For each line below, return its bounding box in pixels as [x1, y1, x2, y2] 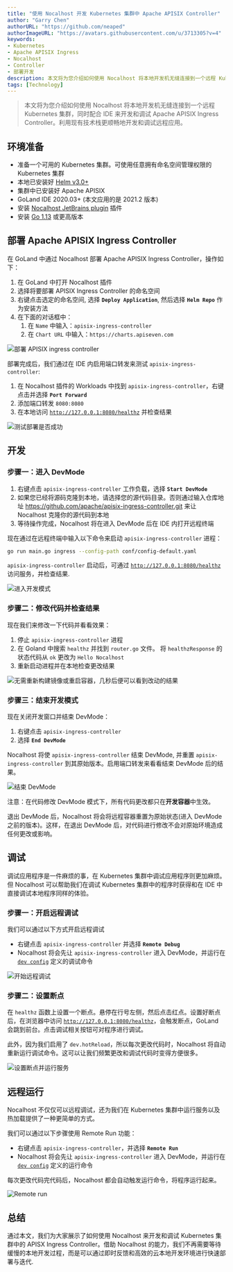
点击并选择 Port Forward [17, 390, 87, 399]
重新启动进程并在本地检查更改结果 [17, 661, 115, 670]
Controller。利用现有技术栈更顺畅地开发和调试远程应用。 [24, 119, 187, 127]
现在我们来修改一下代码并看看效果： [7, 621, 111, 629]
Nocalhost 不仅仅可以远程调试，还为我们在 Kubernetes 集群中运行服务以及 [7, 1105, 221, 1114]
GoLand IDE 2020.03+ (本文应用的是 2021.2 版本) [17, 195, 159, 203]
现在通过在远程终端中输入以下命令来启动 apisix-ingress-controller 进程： [7, 534, 222, 542]
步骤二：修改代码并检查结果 [7, 603, 100, 613]
